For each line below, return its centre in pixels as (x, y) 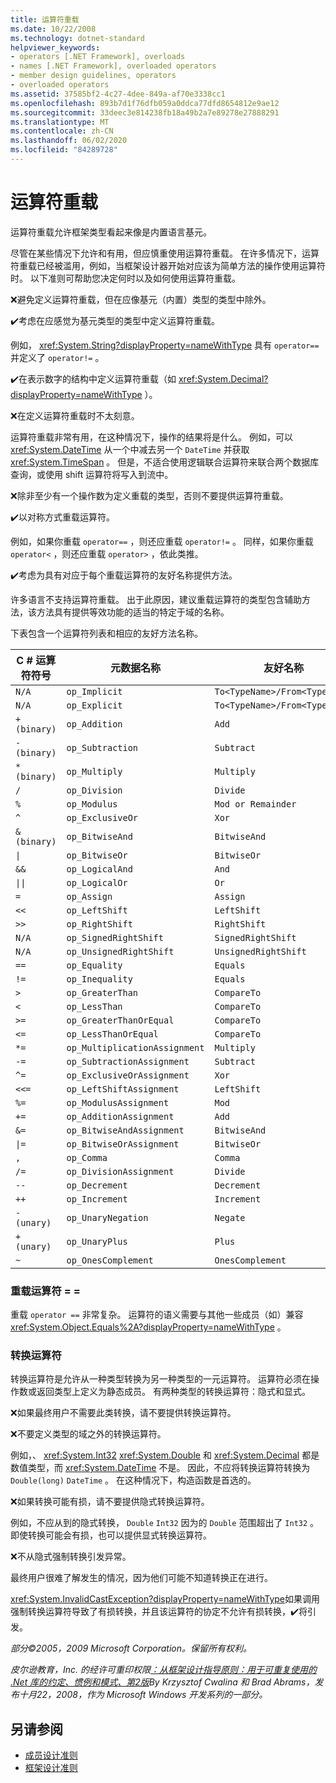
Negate (230, 1217)
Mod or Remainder (255, 804)
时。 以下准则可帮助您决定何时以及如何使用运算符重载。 (125, 278)
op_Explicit (94, 705)
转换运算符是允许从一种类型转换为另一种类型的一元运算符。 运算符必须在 (160, 1379)
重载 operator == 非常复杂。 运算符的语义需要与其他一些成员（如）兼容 (157, 1315)
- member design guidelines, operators (93, 76)
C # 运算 (36, 660)
